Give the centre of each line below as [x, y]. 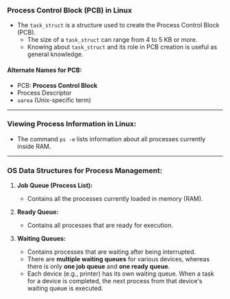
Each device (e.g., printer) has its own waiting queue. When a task [120, 274]
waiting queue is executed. [65, 288]
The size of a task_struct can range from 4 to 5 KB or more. [112, 40]
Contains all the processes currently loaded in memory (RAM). [115, 199]
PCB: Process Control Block [57, 85]
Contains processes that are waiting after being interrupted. [112, 252]
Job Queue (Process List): [55, 186]
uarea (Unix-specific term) [54, 100]
